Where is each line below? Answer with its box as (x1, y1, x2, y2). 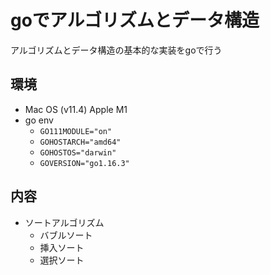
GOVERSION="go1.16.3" (39, 158, 130, 168)
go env (24, 114, 54, 126)
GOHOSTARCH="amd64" (39, 137, 122, 147)
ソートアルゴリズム (24, 216, 105, 228)
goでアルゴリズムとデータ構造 (10, 9, 260, 32)
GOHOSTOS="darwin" (39, 147, 117, 158)
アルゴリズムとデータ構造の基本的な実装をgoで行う (10, 44, 223, 56)
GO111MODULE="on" (39, 126, 113, 136)
